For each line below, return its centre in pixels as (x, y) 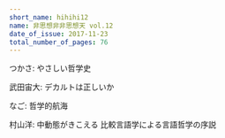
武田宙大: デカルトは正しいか (62, 87)
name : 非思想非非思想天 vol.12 (61, 26)
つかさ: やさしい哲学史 (50, 68)
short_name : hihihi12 (49, 17)
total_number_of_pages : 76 (59, 42)
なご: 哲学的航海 (38, 106)
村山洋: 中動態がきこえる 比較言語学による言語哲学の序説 (113, 125)
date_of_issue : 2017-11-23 (59, 34)
